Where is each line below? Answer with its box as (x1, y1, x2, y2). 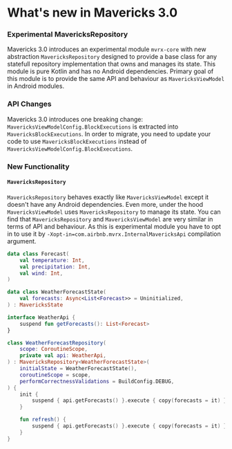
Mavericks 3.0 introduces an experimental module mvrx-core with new (7, 45, 206, 53)
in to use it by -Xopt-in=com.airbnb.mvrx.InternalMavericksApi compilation (7, 230, 221, 238)
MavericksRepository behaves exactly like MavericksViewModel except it (7, 192, 209, 201)
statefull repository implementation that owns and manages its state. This (7, 60, 216, 68)
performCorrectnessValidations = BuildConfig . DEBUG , (19, 378, 175, 385)
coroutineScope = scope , (19, 372, 91, 378)
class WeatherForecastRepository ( (7, 339, 107, 347)
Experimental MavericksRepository (7, 30, 128, 39)
